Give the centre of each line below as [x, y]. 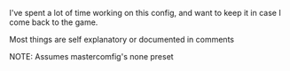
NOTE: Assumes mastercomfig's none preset [92, 56]
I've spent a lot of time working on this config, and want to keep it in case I [145, 13]
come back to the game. [54, 22]
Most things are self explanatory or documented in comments [122, 39]
